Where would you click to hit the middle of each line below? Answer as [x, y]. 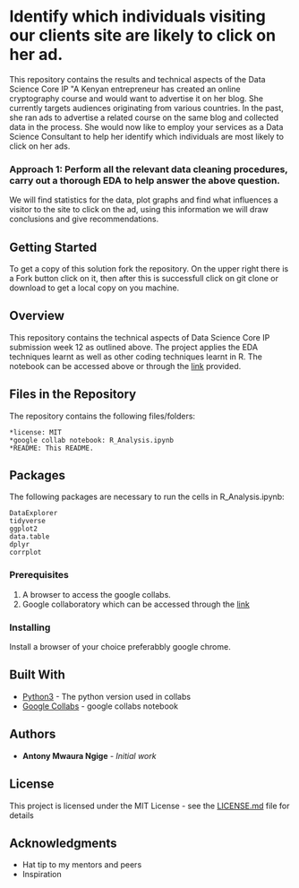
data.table [30, 537]
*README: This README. [51, 448]
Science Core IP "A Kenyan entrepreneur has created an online [125, 89]
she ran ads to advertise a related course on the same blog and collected [144, 117]
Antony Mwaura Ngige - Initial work [89, 755]
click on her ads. [40, 146]
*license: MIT [36, 432]
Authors [33, 734]
